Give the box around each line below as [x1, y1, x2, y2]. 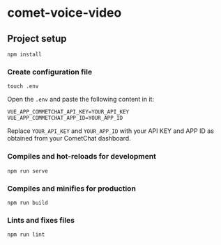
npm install [7, 51, 42, 58]
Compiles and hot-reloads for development [7, 152, 157, 161]
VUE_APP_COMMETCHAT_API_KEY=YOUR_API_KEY [7, 109, 130, 116]
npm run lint [7, 231, 45, 238]
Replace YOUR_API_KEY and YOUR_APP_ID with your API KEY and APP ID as [7, 127, 214, 135]
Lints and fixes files [7, 215, 75, 225]
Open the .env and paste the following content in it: [7, 95, 155, 104]
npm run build [7, 199, 49, 206]
